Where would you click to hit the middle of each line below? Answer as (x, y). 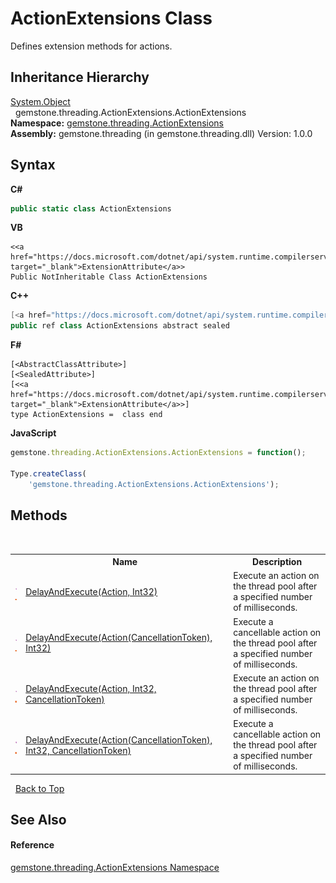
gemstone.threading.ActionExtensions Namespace (115, 868)
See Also (38, 819)
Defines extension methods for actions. (91, 46)
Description (277, 561)
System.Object (40, 101)
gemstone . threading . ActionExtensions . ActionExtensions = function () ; (158, 453)
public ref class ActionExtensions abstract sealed (120, 326)
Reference (32, 845)
